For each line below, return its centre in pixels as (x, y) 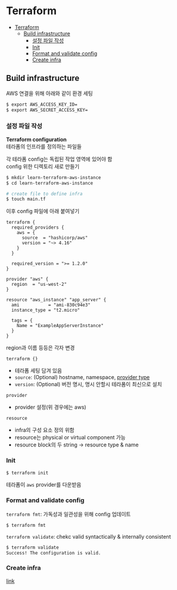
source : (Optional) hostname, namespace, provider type (82, 377)
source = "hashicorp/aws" (55, 238)
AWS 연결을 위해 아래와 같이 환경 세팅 (49, 93)
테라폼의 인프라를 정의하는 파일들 (44, 146)
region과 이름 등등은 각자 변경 (41, 348)
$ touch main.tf (26, 199)
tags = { (22, 321)
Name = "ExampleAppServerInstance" (60, 326)
